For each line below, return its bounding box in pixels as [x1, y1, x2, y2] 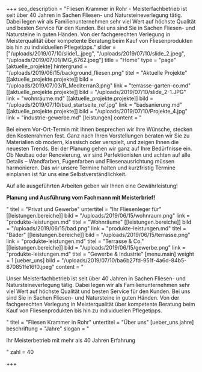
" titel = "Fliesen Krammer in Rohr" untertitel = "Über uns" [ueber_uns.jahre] [6, 319, 194, 326]
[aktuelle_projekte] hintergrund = [6, 63, 88, 70]
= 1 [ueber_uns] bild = [6, 257, 60, 264]
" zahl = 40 [6, 348, 34, 355]
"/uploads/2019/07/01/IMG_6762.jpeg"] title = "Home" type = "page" [6, 57, 176, 63]
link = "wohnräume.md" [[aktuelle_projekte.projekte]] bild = [6, 95, 154, 102]
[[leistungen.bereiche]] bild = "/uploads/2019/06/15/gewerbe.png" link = [6, 244, 186, 251]
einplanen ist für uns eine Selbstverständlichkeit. [6, 171, 127, 177]
